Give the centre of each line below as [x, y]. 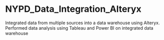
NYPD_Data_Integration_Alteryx [73, 9]
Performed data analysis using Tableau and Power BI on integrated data [79, 28]
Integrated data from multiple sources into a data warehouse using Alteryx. [83, 23]
